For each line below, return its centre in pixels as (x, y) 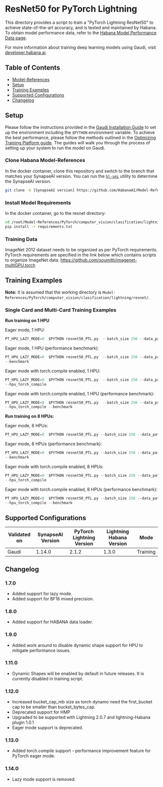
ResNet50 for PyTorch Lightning (71, 9)
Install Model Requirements (38, 203)
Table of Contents (33, 68)
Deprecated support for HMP (41, 712)
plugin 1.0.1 (23, 722)
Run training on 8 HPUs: (30, 416)
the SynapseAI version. (28, 181)
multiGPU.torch (20, 265)
